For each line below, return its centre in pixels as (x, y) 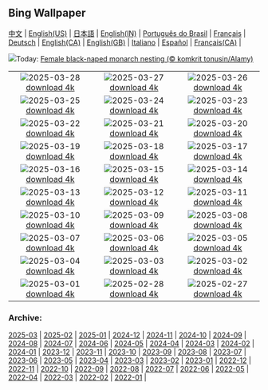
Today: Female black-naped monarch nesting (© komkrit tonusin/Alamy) (135, 58)
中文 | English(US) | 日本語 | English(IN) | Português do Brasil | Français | (127, 33)
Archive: (25, 317)
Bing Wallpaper (47, 13)
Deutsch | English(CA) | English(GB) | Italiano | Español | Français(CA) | (125, 42)
